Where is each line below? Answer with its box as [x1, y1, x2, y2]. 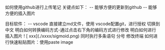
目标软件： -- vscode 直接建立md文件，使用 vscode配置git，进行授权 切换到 [5, 21, 160, 26]
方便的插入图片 [5, 10, 35, 16]
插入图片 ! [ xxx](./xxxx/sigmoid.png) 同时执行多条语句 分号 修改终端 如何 [5, 33, 154, 39]
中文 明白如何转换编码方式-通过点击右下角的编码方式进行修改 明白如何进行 [5, 27, 157, 33]
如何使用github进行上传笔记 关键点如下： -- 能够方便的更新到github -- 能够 [5, 4, 157, 10]
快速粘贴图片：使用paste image [9, 39, 73, 45]
